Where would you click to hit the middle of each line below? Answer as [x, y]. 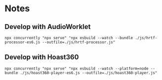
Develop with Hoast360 [42, 57]
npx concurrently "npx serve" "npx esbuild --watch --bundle [69, 38]
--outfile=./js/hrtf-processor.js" [79, 42]
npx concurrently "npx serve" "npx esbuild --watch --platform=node [77, 68]
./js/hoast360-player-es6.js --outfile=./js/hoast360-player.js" [89, 73]
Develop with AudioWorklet [48, 27]
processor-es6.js [22, 42]
